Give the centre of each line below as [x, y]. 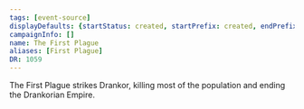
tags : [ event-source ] [50, 18]
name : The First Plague [54, 43]
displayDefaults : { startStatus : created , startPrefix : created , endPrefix [153, 26]
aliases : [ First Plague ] [56, 51]
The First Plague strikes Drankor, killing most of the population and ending [147, 85]
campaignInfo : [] [42, 34]
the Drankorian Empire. [52, 95]
